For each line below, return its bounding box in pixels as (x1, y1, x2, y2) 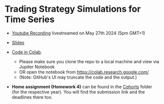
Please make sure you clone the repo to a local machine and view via (19, 58, 160, 64)
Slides (11, 39, 25, 45)
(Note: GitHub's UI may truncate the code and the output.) (19, 74, 137, 80)
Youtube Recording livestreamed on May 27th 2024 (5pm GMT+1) (11, 30, 146, 36)
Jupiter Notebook (19, 64, 55, 70)
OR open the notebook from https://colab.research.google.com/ (19, 69, 149, 75)
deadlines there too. (11, 94, 53, 100)
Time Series (4, 14, 55, 25)
